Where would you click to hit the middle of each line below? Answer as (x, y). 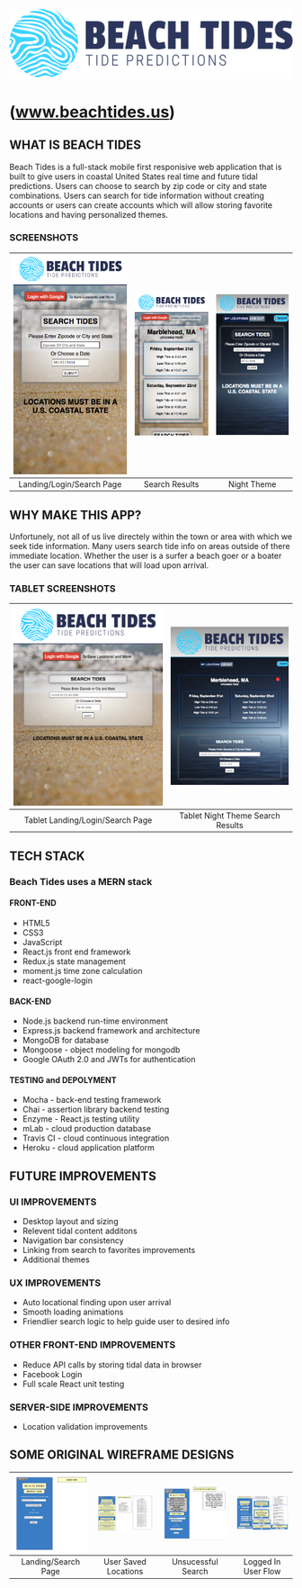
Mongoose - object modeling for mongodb (101, 1050)
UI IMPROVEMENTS (53, 1202)
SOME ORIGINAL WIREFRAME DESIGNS (122, 1455)
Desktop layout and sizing (70, 1222)
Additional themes (56, 1259)
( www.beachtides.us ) (92, 112)
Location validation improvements (85, 1426)
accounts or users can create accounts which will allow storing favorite (141, 205)
